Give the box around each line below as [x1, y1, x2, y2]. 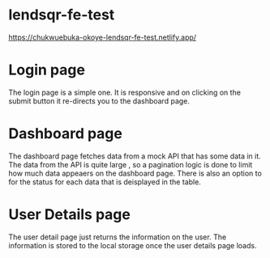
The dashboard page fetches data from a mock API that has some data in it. [8, 151, 261, 161]
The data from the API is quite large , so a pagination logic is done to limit [8, 159, 253, 169]
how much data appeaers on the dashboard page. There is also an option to [8, 168, 262, 178]
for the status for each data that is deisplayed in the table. [8, 176, 201, 187]
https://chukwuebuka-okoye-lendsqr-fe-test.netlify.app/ [8, 32, 197, 42]
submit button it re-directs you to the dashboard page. [8, 95, 191, 106]
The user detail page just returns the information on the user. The [8, 232, 227, 242]
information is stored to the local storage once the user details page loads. [8, 240, 257, 250]
